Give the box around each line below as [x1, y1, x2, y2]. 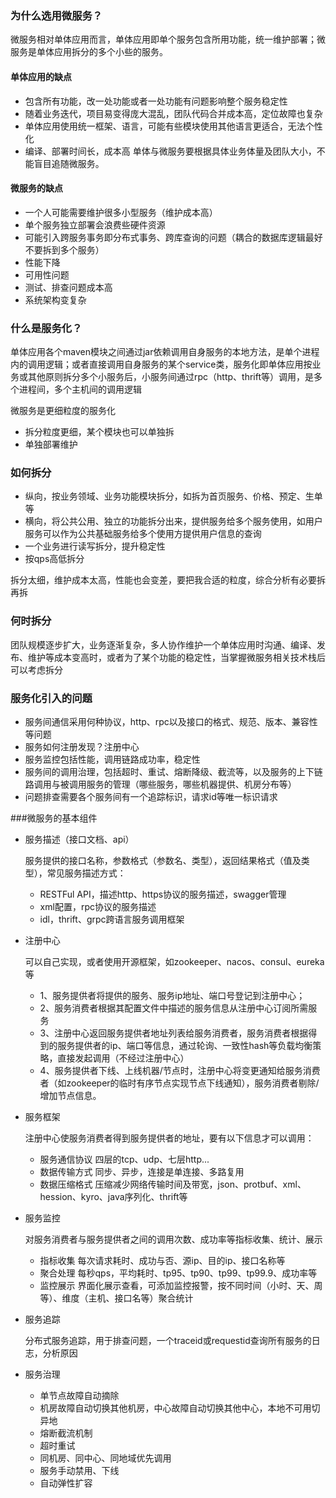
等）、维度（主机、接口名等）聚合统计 [39, 1292, 194, 1304]
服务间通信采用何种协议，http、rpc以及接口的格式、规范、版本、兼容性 [24, 715, 318, 727]
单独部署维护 [24, 438, 78, 450]
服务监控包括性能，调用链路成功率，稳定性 [24, 753, 201, 765]
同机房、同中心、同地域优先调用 [39, 1452, 172, 1464]
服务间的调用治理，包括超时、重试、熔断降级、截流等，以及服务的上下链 [24, 765, 323, 777]
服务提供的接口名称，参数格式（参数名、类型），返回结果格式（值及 [24, 854, 302, 866]
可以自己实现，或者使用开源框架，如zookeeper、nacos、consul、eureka [24, 955, 325, 967]
